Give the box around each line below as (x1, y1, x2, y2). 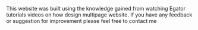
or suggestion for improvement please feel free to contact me (6, 18, 157, 24)
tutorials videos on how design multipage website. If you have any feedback (6, 11, 193, 18)
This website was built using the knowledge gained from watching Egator (6, 5, 186, 12)
